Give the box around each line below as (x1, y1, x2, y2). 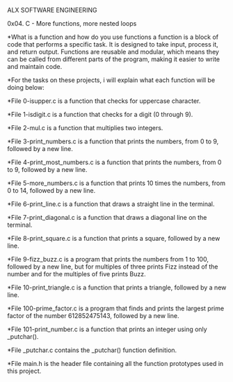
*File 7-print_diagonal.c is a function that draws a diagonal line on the (7, 214, 207, 221)
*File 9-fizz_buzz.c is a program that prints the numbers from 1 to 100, (7, 255, 209, 263)
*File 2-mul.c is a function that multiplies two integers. (7, 124, 163, 132)
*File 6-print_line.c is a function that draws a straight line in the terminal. (7, 200, 215, 208)
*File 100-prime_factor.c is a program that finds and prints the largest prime (7, 304, 225, 312)
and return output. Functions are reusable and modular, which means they (7, 48, 219, 56)
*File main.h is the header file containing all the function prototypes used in (7, 360, 224, 367)
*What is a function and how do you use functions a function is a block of (7, 33, 219, 41)
